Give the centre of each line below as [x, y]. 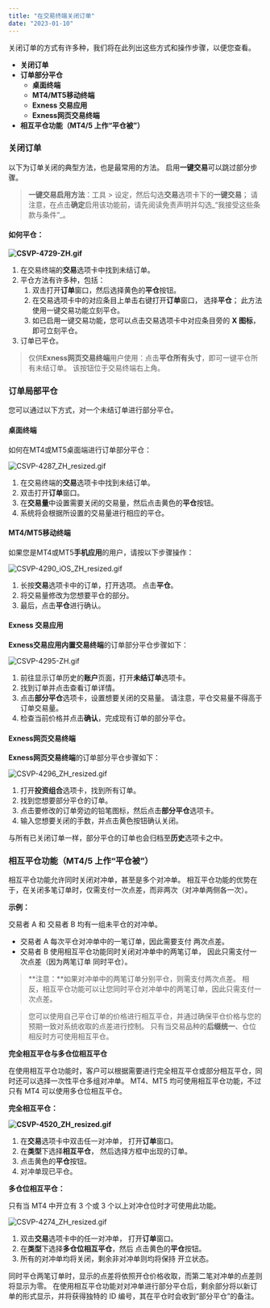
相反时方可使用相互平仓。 [71, 1036]
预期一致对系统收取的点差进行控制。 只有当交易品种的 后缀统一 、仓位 [142, 1027]
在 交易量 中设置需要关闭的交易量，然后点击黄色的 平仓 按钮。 [119, 503]
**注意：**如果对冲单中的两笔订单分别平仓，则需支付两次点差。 [134, 979]
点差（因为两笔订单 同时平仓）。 [79, 962]
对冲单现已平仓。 [48, 1171]
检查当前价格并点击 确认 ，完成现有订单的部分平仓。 [105, 718]
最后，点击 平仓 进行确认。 [62, 605]
